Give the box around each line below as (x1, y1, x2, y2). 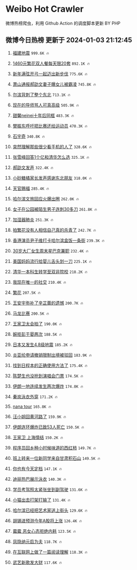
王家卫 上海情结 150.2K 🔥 (12, 434, 63, 440)
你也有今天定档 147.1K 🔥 (12, 466, 62, 471)
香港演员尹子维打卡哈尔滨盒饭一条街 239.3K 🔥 (12, 237, 105, 243)
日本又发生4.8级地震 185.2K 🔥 (12, 342, 73, 347)
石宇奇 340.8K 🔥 (12, 133, 45, 139)
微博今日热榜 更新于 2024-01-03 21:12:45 (5, 36, 132, 45)
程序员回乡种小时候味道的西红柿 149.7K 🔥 (12, 445, 97, 450)
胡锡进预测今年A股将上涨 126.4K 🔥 (12, 518, 82, 523)
